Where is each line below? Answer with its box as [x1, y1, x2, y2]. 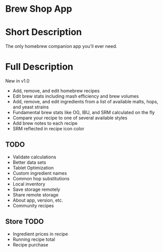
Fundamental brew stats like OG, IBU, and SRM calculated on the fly [12, 109, 155, 116]
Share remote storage [12, 191, 59, 198]
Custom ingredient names [12, 170, 67, 176]
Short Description [5, 26, 83, 38]
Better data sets [12, 159, 46, 165]
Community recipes [12, 202, 55, 209]
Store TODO [5, 217, 44, 226]
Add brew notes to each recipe [12, 120, 78, 126]
